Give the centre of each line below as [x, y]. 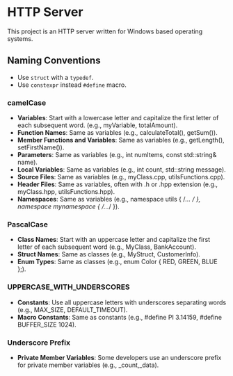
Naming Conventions [54, 61]
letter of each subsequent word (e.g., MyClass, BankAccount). [107, 247]
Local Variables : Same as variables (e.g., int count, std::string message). [121, 170]
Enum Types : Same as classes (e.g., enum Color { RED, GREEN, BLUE [117, 262]
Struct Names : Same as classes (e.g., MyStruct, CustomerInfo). [109, 254]
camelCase [27, 103]
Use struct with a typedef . [55, 77]
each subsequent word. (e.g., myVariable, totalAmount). [97, 125]
